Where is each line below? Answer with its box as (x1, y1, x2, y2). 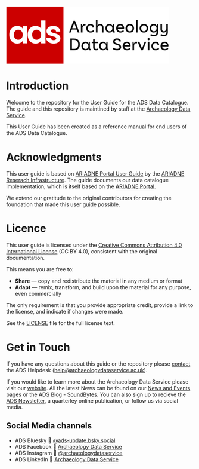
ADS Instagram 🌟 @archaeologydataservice (14, 449, 123, 456)
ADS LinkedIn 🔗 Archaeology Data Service (14, 455, 119, 463)
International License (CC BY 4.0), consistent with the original (6, 247, 158, 255)
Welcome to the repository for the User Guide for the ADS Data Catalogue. (6, 99, 189, 106)
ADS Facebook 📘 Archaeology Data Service (14, 443, 122, 450)
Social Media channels (6, 421, 92, 431)
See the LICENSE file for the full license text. (6, 319, 115, 326)
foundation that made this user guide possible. (6, 201, 120, 208)
